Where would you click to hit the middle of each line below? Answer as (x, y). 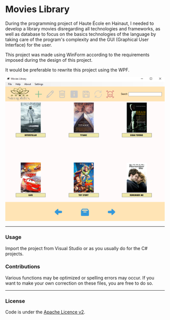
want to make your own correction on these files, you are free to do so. (79, 283)
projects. (14, 254)
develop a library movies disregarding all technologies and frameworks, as (83, 28)
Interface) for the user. (29, 45)
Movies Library (37, 9)
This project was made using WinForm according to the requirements (77, 55)
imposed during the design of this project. (49, 60)
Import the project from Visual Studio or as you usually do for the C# (76, 248)
